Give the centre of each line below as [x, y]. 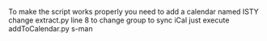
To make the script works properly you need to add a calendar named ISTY [133, 12]
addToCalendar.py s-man [51, 29]
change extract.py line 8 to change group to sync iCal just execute [119, 20]
